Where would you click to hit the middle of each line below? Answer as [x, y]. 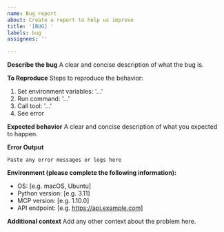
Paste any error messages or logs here [64, 160]
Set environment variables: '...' [60, 92]
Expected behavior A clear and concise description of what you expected [112, 127]
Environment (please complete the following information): [92, 173]
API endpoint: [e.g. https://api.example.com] [80, 208]
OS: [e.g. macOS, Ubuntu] [54, 186]
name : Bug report [32, 13]
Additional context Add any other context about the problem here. [102, 222]
